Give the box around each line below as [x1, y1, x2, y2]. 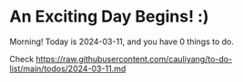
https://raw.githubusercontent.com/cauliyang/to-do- [35, 53, 233, 64]
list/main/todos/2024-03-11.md [9, 63, 127, 74]
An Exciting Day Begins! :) [9, 6, 209, 27]
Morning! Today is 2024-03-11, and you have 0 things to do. [9, 36, 235, 47]
